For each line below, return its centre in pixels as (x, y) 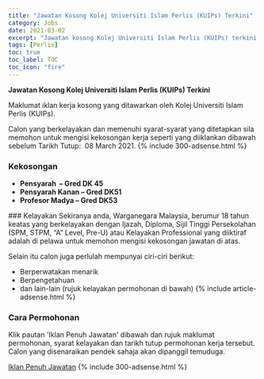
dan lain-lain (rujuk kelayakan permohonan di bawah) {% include (125, 289)
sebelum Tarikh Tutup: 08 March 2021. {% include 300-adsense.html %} (128, 145)
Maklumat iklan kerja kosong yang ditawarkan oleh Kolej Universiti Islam (126, 105)
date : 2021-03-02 (37, 30)
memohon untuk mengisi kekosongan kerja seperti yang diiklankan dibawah (132, 137)
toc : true (25, 52)
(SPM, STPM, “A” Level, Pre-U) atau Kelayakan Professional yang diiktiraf (128, 233)
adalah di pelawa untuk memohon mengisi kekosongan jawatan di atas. (124, 241)
